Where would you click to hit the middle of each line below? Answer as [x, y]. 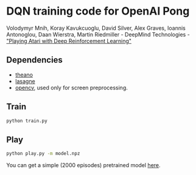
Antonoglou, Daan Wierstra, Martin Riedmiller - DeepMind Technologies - [98, 34]
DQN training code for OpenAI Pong [98, 11]
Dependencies [34, 60]
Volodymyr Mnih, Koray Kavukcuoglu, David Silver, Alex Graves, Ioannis [96, 28]
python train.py [27, 121]
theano [24, 75]
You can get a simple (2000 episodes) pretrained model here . [83, 165]
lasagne [25, 81]
